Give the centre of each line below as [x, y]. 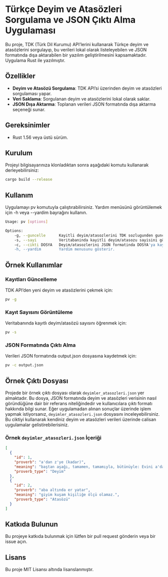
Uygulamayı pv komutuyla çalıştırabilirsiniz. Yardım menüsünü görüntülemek [84, 207]
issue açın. [16, 541]
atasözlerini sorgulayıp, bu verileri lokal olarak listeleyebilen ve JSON [76, 50]
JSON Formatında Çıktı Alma [40, 345]
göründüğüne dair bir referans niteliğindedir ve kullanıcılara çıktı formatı [79, 404]
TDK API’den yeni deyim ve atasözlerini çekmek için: [59, 290]
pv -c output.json [24, 365]
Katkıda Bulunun [32, 524]
